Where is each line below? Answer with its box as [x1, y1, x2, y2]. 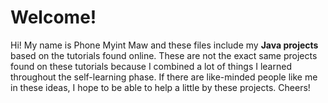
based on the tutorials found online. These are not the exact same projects [10, 49, 318, 61]
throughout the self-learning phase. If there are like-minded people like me [10, 71, 318, 83]
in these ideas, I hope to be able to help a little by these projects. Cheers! [10, 81, 311, 93]
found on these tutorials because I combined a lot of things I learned [10, 60, 292, 72]
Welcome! [10, 6, 97, 29]
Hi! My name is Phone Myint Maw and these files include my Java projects [10, 39, 319, 51]
